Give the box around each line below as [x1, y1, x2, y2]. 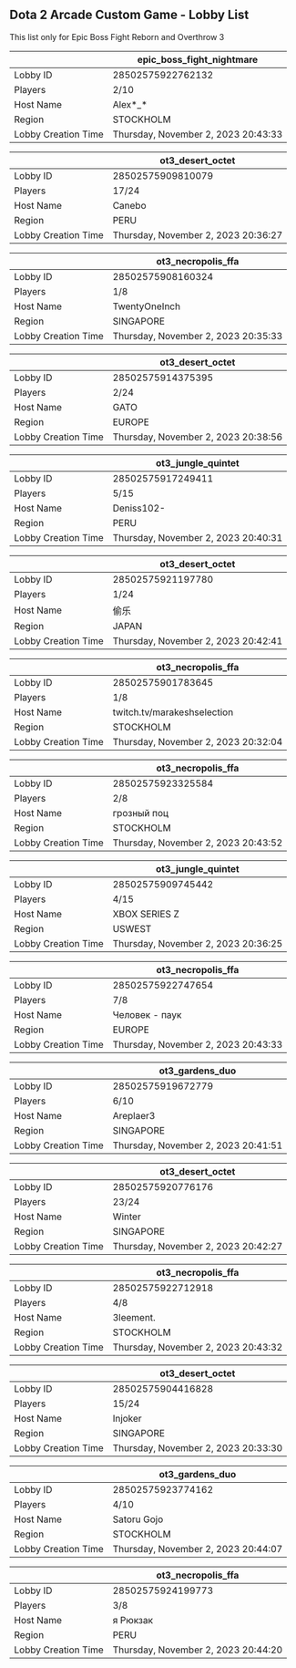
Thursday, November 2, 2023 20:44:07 [112, 1542, 283, 1555]
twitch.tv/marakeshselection [112, 706, 234, 719]
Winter [112, 1210, 141, 1223]
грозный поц [112, 806, 169, 819]
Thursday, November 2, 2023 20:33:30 [112, 1441, 283, 1454]
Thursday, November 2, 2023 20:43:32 [112, 1341, 283, 1353]
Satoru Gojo [112, 1513, 164, 1526]
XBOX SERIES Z [112, 907, 180, 920]
